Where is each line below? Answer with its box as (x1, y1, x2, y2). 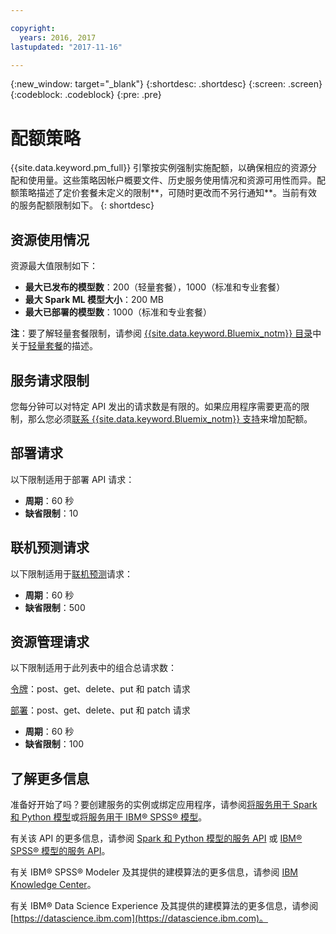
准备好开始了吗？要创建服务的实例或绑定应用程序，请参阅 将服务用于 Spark (10, 799, 318, 811)
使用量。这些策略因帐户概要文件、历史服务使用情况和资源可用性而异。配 (27, 174, 326, 186)
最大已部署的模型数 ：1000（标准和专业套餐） (24, 306, 212, 318)
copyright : (10, 23, 56, 33)
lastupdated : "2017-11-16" (10, 42, 123, 52)
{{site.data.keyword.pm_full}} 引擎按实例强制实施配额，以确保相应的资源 (10, 162, 309, 174)
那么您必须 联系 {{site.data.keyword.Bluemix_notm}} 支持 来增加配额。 (27, 412, 313, 425)
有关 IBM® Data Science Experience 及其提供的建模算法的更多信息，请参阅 (10, 900, 319, 912)
